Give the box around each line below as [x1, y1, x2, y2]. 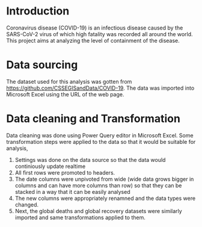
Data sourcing [6, 58, 78, 72]
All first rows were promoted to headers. [14, 169, 115, 176]
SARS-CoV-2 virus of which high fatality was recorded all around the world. [6, 30, 194, 37]
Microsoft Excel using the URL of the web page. [6, 90, 124, 98]
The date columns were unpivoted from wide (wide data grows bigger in [14, 175, 194, 182]
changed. [14, 201, 39, 208]
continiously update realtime [14, 163, 86, 170]
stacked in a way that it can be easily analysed [14, 188, 130, 195]
